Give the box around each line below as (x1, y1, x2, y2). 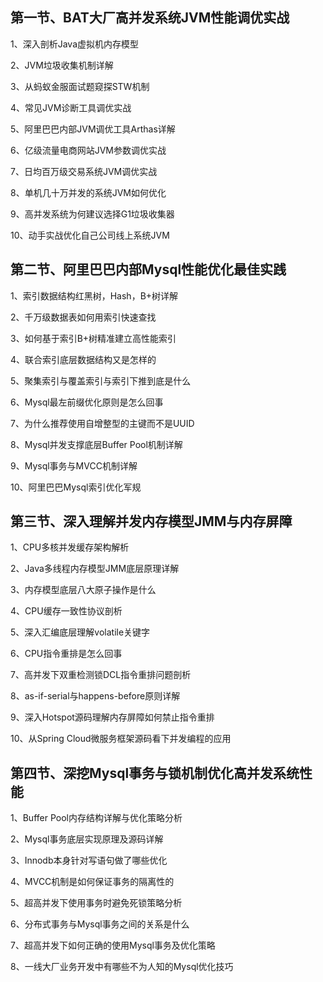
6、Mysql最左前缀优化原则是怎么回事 (10, 396, 164, 408)
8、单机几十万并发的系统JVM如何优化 (10, 186, 167, 198)
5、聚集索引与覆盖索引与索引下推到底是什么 (10, 374, 192, 387)
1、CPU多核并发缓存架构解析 (10, 541, 130, 553)
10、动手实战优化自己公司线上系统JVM (10, 229, 170, 241)
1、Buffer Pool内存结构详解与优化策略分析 (10, 812, 183, 824)
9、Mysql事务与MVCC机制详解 (10, 459, 138, 472)
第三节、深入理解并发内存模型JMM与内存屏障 (10, 513, 293, 530)
